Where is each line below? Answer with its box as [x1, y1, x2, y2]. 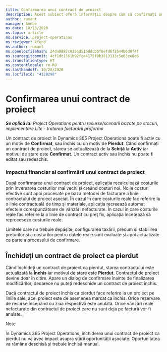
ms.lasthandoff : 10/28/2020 [5, 68, 64, 72]
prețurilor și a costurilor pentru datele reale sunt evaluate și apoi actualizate [5, 232, 160, 238]
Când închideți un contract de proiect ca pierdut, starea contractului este [5, 264, 154, 271]
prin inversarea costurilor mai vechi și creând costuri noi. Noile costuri [5, 185, 149, 191]
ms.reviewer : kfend [5, 40, 46, 45]
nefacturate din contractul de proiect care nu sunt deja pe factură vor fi [5, 306, 151, 312]
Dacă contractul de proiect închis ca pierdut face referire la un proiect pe [5, 290, 155, 296]
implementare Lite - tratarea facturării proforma [5, 125, 104, 132]
